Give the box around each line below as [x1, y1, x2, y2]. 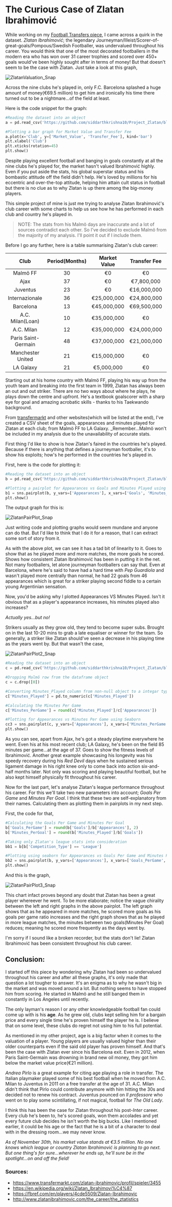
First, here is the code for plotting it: [5, 462, 81, 468]
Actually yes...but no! [5, 615, 50, 621]
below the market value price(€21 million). [5, 1059, 94, 1066]
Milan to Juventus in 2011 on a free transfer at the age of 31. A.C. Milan [5, 1080, 154, 1087]
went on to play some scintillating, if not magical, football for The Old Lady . [5, 1097, 164, 1103]
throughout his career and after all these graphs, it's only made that [5, 974, 147, 980]
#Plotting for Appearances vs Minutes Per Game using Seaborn [5, 717, 141, 722]
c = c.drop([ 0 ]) [5, 680, 40, 685]
